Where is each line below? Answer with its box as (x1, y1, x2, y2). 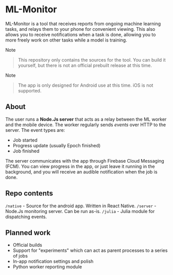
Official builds (12, 242, 42, 248)
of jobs (12, 253, 28, 259)
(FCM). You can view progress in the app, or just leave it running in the (5, 163, 155, 169)
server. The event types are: (5, 127, 65, 133)
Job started (12, 137, 38, 143)
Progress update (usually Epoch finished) (12, 142, 101, 148)
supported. (18, 87, 42, 93)
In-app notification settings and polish (12, 258, 94, 265)
